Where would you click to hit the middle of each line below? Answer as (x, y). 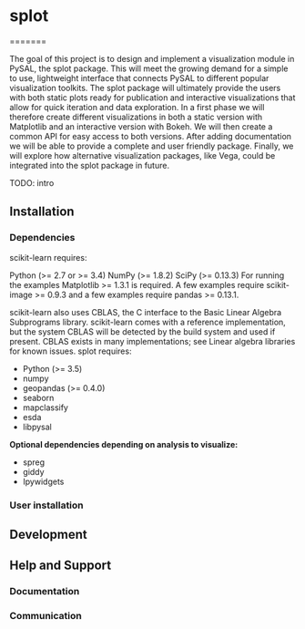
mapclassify (45, 407)
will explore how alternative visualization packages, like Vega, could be (142, 155)
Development (49, 534)
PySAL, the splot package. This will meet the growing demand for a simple (149, 68)
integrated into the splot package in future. (90, 165)
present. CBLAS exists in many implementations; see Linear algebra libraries (152, 341)
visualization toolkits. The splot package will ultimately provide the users (145, 88)
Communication (46, 616)
